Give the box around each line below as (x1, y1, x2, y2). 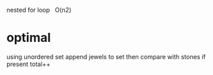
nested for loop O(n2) (6, 6, 72, 14)
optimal (6, 30, 51, 45)
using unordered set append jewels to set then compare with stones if (6, 52, 206, 61)
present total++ (6, 60, 51, 68)
